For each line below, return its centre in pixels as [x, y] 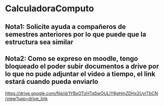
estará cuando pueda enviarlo [52, 81]
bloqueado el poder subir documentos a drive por [82, 66]
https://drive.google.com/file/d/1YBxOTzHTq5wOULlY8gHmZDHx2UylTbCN [82, 93]
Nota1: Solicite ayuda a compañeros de [66, 27]
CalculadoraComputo [50, 9]
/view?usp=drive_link [26, 99]
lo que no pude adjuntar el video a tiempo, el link [80, 74]
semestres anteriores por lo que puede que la [76, 34]
